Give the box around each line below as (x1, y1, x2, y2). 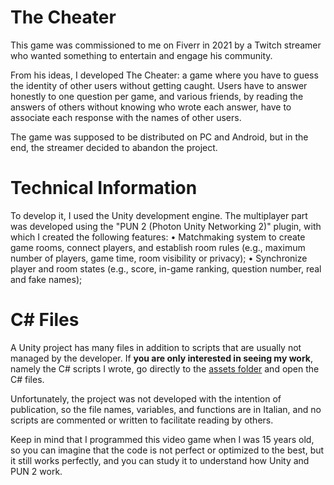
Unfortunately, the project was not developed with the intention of (10, 392, 282, 405)
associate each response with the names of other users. (10, 111, 242, 123)
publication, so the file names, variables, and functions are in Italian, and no (10, 403, 322, 415)
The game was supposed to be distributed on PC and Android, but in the (10, 131, 309, 143)
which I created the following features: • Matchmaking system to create (10, 231, 306, 243)
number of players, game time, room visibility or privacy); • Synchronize (10, 252, 308, 264)
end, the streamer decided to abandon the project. (10, 141, 218, 153)
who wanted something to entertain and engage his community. (10, 49, 273, 61)
